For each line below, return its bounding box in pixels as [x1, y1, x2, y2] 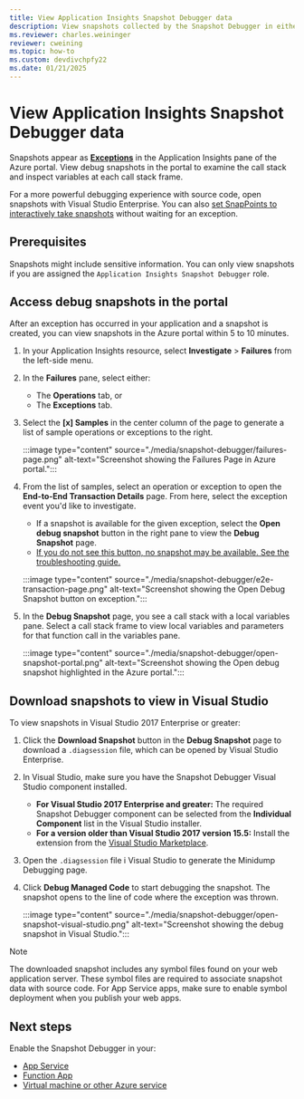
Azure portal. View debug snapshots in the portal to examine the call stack [9, 161, 287, 172]
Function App [22, 1070, 73, 1081]
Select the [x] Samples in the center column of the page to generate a [22, 418, 285, 429]
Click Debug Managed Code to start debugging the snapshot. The [22, 882, 271, 893]
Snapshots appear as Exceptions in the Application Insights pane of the [9, 151, 278, 163]
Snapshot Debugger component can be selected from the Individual [35, 808, 292, 820]
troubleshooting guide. [35, 556, 121, 567]
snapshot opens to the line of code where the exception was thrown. [22, 892, 279, 902]
